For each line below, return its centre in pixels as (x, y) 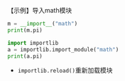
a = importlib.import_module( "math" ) (63, 49)
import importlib (33, 43)
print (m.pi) (25, 30)
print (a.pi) (25, 56)
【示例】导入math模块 (40, 10)
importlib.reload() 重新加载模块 (65, 70)
